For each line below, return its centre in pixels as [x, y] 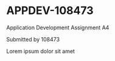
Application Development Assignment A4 [58, 27]
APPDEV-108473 [50, 11]
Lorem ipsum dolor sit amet [40, 51]
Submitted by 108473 [33, 39]
